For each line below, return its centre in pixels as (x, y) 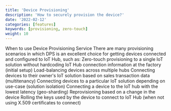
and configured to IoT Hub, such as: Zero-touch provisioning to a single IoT (84, 59)
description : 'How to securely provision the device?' (65, 15)
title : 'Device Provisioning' (38, 10)
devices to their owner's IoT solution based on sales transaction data (78, 75)
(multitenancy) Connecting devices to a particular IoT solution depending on (85, 81)
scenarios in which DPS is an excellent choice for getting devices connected (86, 54)
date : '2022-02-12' (26, 19)
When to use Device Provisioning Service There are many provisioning (79, 48)
